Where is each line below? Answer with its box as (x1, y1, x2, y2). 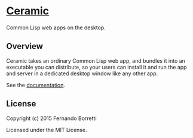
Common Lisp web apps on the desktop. (6, 24, 106, 31)
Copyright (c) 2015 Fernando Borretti (6, 115, 97, 122)
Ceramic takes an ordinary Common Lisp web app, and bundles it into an (6, 57, 185, 64)
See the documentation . (6, 81, 66, 88)
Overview (6, 41, 44, 51)
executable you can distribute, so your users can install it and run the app (6, 63, 187, 70)
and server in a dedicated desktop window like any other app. (6, 70, 158, 77)
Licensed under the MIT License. (6, 126, 87, 133)
